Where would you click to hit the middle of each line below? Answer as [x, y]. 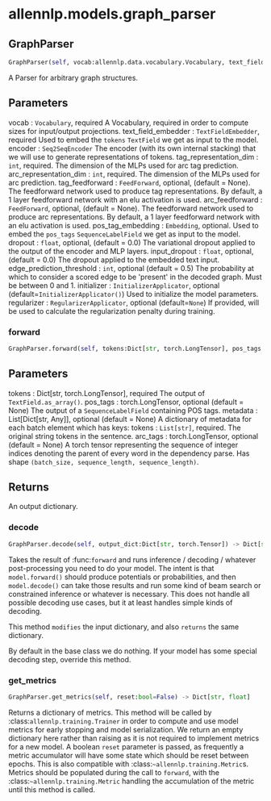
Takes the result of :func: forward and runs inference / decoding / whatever [132, 559]
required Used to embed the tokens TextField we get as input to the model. [133, 140]
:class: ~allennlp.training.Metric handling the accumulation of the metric [131, 781]
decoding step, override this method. [70, 659]
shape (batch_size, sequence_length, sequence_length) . [104, 461]
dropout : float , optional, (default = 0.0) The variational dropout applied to [132, 242]
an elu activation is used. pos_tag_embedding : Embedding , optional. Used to [134, 225]
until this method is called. [52, 789]
